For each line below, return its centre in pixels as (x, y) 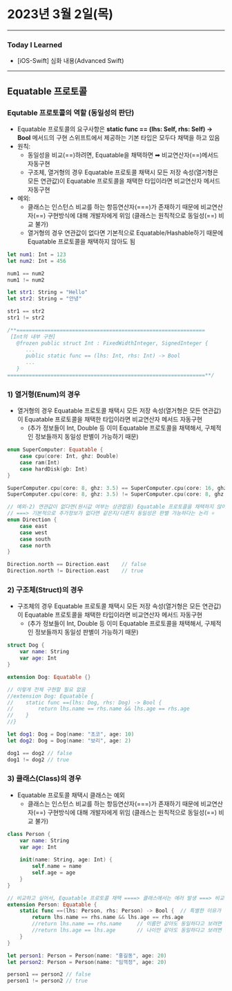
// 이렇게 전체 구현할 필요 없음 (47, 689)
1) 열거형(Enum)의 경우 (44, 394)
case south (35, 539)
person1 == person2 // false (49, 974)
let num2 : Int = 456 (37, 261)
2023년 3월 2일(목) (60, 14)
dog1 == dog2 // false (40, 753)
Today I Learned (35, 44)
